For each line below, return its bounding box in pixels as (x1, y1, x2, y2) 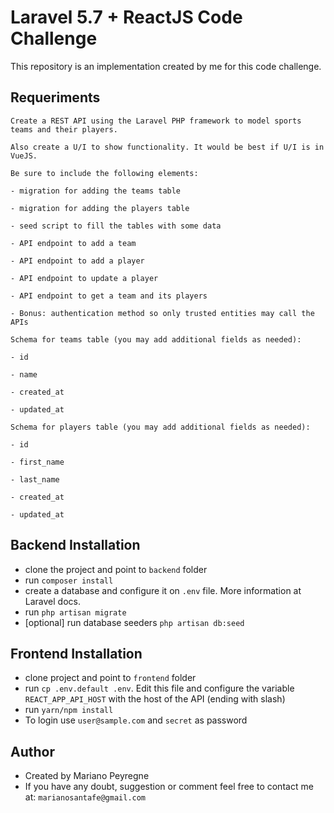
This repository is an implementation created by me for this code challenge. (10, 60, 322, 72)
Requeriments (10, 89, 101, 106)
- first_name (10, 457, 65, 467)
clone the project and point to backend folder (24, 563, 208, 575)
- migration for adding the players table (10, 203, 190, 213)
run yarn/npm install (24, 704, 114, 716)
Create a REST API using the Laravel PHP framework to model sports (10, 116, 302, 126)
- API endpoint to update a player (10, 273, 159, 283)
